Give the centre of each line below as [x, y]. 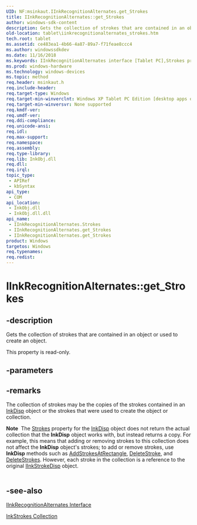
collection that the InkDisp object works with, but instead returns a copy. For [98, 435]
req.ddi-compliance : [31, 121]
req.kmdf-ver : [23, 110]
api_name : [18, 219]
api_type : [18, 191]
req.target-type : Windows [38, 93]
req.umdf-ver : [23, 115]
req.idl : [17, 132]
